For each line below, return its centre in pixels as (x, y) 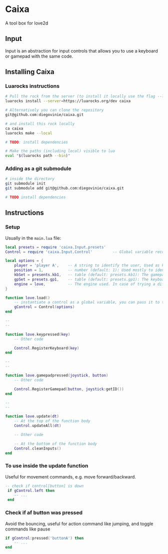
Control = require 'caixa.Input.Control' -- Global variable (79, 252)
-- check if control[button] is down (44, 486)
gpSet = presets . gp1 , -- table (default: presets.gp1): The (81, 279)
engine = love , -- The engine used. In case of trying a (85, 284)
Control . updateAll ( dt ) (38, 426)
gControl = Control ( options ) (44, 307)
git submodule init (25, 183)
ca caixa (14, 128)
